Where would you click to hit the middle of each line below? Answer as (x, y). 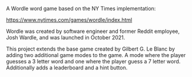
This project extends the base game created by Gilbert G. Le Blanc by (91, 49)
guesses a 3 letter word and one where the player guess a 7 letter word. (93, 61)
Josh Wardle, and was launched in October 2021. (66, 37)
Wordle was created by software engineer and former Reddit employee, (93, 31)
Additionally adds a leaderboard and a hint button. (67, 68)
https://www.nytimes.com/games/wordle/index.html (69, 20)
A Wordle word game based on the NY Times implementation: (81, 9)
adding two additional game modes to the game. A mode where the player (96, 55)
